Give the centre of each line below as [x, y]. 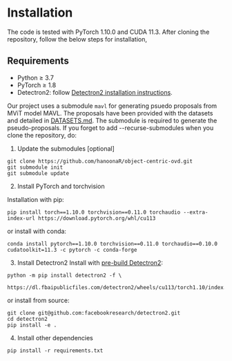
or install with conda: [37, 231]
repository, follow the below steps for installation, [77, 39]
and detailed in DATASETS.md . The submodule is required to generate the [112, 120]
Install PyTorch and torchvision [61, 186]
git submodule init [35, 167]
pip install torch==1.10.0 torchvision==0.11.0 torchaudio [94, 212]
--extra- [196, 212]
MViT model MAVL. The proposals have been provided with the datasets [110, 113]
